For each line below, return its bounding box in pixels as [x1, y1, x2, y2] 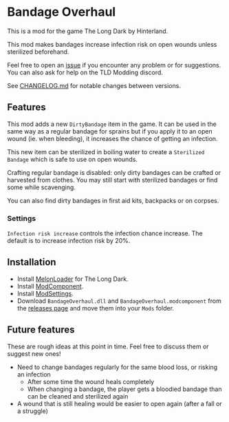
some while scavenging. [7, 183, 76, 191]
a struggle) [17, 407, 48, 415]
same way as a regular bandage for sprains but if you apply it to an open [7, 127, 212, 135]
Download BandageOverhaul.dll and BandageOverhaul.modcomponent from [17, 297, 221, 305]
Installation [7, 256, 56, 268]
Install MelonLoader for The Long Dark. [17, 275, 129, 283]
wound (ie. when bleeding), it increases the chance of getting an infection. [7, 134, 218, 143]
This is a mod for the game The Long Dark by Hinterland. [7, 27, 168, 35]
